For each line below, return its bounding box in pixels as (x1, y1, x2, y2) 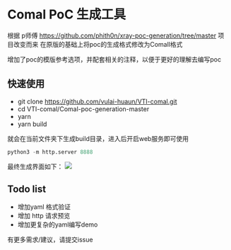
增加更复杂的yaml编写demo (17, 220, 98, 229)
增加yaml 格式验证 (17, 203, 71, 211)
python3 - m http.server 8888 (7, 148, 93, 156)
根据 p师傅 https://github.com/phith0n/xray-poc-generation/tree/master (7, 31, 217, 40)
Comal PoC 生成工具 (7, 6, 126, 23)
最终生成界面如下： (7, 162, 64, 171)
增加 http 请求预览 (17, 212, 71, 220)
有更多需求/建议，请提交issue (7, 235, 93, 244)
